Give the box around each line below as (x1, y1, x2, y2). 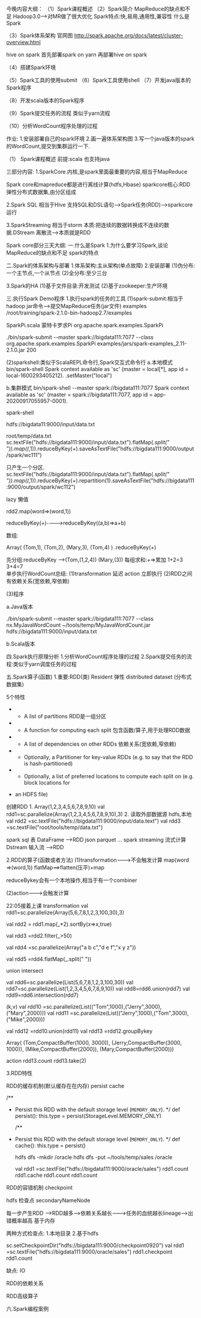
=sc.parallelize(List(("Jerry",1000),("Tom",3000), (70, 1009, 189, 1017)
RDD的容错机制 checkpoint (6, 1184, 73, 1191)
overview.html (6, 38, 41, 46)
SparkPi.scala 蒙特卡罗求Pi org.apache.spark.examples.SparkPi (6, 322, 164, 328)
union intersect (6, 967, 44, 974)
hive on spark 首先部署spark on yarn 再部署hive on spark (6, 51, 148, 58)
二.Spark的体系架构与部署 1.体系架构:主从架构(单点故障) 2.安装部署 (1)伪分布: (6, 262, 196, 269)
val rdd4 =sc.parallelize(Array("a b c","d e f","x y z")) (6, 944, 136, 951)
